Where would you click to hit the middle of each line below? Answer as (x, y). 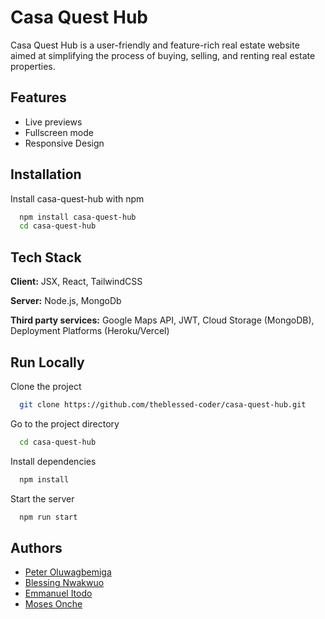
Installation (46, 174)
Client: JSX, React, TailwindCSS (76, 282)
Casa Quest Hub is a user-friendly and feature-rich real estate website (155, 45)
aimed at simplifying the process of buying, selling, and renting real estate (163, 55)
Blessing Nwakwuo (64, 583)
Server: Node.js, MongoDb (66, 301)
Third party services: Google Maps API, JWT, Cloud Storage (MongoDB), (162, 320)
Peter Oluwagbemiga (68, 572)
